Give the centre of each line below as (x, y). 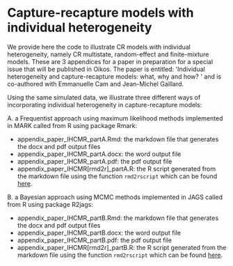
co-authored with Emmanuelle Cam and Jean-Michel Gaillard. (96, 84)
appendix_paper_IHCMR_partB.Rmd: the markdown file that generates (118, 218)
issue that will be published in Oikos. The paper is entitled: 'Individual (106, 69)
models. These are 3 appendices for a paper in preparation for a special (110, 61)
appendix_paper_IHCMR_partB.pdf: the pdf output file (95, 240)
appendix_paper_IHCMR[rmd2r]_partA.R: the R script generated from (116, 169)
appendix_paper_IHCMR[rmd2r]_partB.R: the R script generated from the (122, 247)
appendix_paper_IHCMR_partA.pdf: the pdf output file (95, 161)
